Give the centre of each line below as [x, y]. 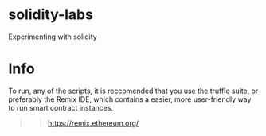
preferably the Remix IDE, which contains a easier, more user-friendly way [130, 99]
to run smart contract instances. [61, 107]
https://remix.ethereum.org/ [93, 123]
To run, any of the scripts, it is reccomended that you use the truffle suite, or [133, 91]
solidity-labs [51, 15]
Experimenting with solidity [53, 37]
